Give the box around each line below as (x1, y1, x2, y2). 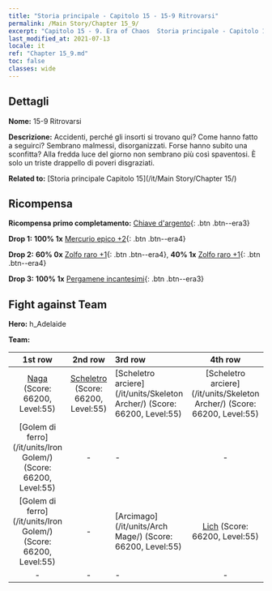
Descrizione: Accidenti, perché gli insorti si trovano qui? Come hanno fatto (8, 131, 258, 142)
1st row (22, 354, 53, 366)
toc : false (8, 58, 45, 66)
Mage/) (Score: (114, 531, 173, 542)
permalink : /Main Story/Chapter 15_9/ (8, 19, 139, 28)
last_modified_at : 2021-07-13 (8, 34, 111, 43)
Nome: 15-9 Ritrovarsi (8, 116, 82, 126)
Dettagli (8, 95, 49, 109)
